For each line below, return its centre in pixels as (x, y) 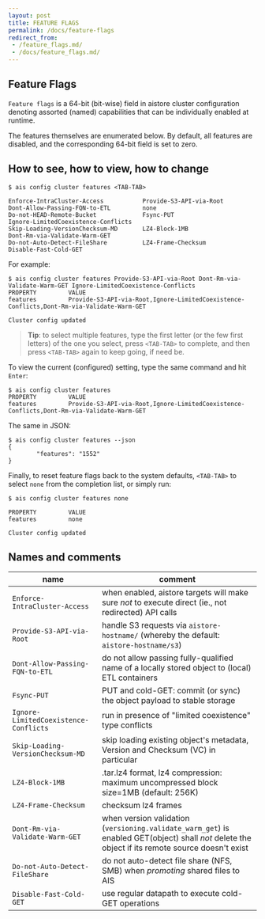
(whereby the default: (180, 636)
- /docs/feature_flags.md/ (56, 52)
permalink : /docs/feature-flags (61, 30)
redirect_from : (33, 38)
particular (119, 760)
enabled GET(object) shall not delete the (177, 838)
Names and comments (65, 558)
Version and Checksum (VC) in (159, 750)
